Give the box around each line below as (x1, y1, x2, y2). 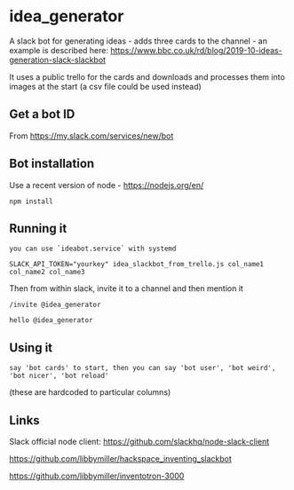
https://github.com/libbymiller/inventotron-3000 (9, 470, 185, 481)
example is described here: (9, 44, 109, 55)
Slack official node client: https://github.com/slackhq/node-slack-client (9, 437, 270, 447)
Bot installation (9, 156, 95, 171)
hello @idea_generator (9, 316, 93, 325)
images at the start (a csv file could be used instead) (9, 81, 202, 91)
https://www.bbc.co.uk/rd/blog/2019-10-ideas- (110, 44, 282, 55)
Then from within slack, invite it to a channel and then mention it (9, 283, 244, 294)
